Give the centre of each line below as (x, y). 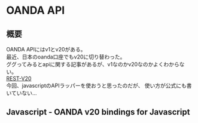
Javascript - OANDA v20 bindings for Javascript (98, 112)
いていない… (22, 93)
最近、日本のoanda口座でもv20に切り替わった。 (66, 57)
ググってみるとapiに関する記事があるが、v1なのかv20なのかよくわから (93, 64)
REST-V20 (19, 79)
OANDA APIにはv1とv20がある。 (46, 49)
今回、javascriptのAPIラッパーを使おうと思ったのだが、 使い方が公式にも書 (99, 85)
